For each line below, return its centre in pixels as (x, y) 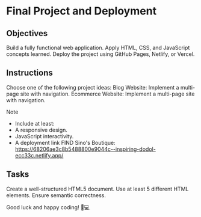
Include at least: (35, 123)
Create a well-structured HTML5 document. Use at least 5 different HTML (97, 189)
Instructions (29, 73)
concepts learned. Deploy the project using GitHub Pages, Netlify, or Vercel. (100, 54)
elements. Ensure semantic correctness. (56, 195)
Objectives (27, 33)
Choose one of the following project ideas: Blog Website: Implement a (93, 87)
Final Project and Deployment (82, 11)
